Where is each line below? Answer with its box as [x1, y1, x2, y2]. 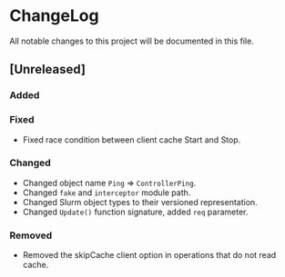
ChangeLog [9, 5, 99, 26]
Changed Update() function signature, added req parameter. [22, 206, 249, 217]
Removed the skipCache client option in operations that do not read [22, 250, 277, 261]
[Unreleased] [9, 62, 87, 77]
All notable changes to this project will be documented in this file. [9, 35, 255, 46]
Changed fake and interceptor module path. [22, 187, 191, 198]
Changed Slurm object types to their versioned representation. [22, 196, 258, 207]
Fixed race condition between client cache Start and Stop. [22, 134, 241, 145]
